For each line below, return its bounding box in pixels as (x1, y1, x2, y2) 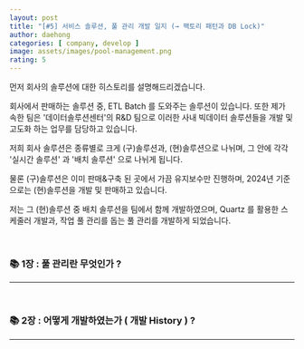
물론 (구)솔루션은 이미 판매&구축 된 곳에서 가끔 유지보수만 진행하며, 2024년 (9, 173, 274, 184)
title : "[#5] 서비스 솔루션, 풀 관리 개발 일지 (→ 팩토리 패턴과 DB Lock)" (9, 22, 265, 31)
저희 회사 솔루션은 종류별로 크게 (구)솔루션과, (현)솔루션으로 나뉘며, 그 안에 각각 (9, 142, 289, 153)
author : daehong (9, 30, 71, 39)
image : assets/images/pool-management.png (9, 47, 172, 56)
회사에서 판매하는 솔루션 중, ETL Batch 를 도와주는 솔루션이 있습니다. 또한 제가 (9, 101, 287, 111)
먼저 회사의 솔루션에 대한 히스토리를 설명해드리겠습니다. (9, 82, 205, 92)
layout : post (9, 13, 59, 23)
